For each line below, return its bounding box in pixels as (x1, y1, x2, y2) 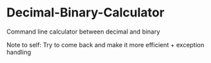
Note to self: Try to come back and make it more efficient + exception (6, 40, 205, 49)
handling (6, 48, 32, 56)
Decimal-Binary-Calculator (6, 5, 165, 21)
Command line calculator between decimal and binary (6, 27, 160, 36)
